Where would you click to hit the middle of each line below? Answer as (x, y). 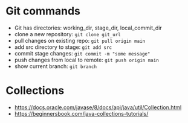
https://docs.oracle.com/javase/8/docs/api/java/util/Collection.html (98, 107)
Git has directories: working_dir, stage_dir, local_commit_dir (88, 28)
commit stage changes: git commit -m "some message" (82, 53)
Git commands (43, 11)
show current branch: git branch (56, 66)
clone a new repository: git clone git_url (68, 34)
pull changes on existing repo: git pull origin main (80, 40)
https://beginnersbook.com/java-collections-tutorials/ (81, 113)
